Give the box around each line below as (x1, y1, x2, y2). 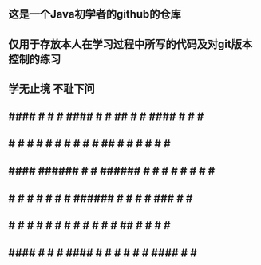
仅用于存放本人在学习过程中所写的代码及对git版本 (8, 37, 253, 50)
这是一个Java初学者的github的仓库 (8, 7, 181, 22)
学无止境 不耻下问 (8, 82, 95, 96)
